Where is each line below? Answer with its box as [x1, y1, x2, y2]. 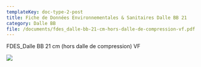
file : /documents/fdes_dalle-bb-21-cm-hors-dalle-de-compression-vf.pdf [6, 26, 196, 32]
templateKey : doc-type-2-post [6, 9, 84, 15]
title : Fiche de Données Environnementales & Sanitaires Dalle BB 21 [6, 15, 188, 21]
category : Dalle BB [6, 20, 56, 26]
